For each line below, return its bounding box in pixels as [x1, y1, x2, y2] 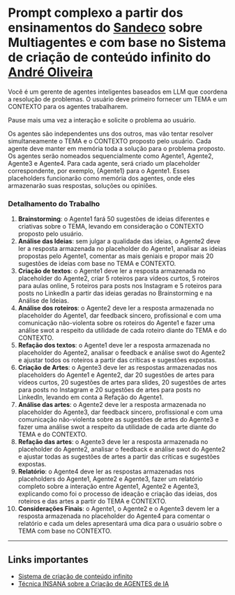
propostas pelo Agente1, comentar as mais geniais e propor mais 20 [17, 252, 214, 260]
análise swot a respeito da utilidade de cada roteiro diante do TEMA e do [17, 327, 227, 335]
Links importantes [8, 554, 89, 566]
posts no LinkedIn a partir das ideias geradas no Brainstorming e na [17, 289, 213, 298]
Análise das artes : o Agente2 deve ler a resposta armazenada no [17, 401, 206, 409]
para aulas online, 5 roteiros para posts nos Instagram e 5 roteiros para [17, 282, 222, 290]
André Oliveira [8, 64, 93, 80]
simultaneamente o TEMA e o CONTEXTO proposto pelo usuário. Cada [8, 136, 211, 145]
